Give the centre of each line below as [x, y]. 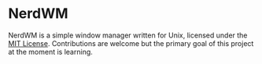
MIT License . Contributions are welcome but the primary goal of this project [131, 43]
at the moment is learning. [50, 52]
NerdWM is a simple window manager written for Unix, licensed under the [128, 35]
